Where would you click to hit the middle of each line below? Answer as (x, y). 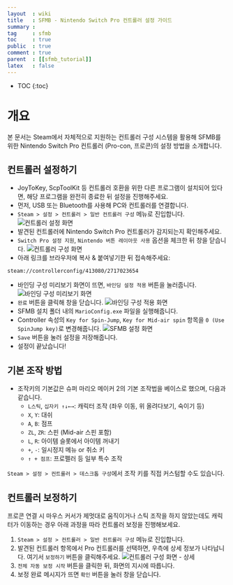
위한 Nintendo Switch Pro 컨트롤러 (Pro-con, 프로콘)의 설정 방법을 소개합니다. (114, 146)
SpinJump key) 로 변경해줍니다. (59, 329)
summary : (22, 27)
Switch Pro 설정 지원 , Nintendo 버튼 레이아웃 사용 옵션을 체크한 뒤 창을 (112, 240)
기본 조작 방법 (35, 371)
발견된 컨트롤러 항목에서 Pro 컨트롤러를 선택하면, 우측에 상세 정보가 (109, 548)
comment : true (29, 53)
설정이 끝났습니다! (42, 346)
